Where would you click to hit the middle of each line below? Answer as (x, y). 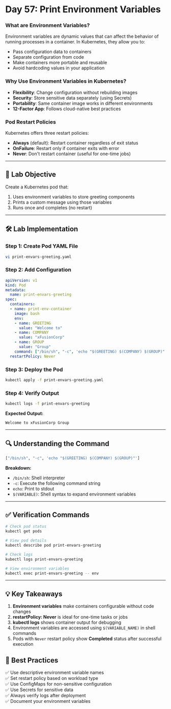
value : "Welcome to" (40, 328)
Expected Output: (24, 413)
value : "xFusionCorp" (42, 337)
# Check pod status (26, 527)
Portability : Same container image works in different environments (83, 103)
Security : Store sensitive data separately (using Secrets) (72, 97)
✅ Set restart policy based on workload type (52, 678)
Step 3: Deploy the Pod (34, 370)
